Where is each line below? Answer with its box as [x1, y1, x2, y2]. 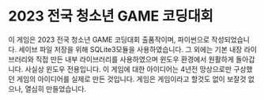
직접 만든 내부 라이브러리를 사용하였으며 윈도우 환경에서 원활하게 [35, 54, 235, 64]
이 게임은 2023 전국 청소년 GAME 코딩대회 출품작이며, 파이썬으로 [8, 35, 210, 44]
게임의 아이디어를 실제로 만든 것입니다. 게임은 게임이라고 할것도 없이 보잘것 [16, 74, 247, 84]
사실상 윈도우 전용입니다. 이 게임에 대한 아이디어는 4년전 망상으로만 [25, 64, 232, 73]
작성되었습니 [211, 35, 251, 44]
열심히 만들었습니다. [25, 84, 87, 93]
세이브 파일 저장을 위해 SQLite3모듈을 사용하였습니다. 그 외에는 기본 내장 [18, 44, 243, 54]
